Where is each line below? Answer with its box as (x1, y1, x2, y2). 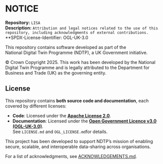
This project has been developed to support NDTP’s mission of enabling (5, 138, 153, 144)
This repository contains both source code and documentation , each (5, 97, 149, 103)
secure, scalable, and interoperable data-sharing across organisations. (5, 143, 151, 149)
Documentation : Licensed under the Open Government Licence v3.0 (12, 118, 156, 124)
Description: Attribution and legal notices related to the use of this (5, 24, 158, 30)
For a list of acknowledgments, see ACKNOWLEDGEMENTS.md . (5, 153, 137, 159)
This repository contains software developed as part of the (5, 44, 126, 50)
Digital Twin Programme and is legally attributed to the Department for (5, 64, 150, 70)
